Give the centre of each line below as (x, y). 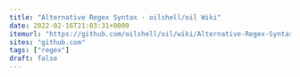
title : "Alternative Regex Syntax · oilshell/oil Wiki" (115, 17)
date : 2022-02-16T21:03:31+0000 (69, 26)
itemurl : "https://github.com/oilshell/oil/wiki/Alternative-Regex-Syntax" (153, 34)
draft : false (33, 58)
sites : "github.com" (48, 42)
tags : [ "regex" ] (39, 50)
